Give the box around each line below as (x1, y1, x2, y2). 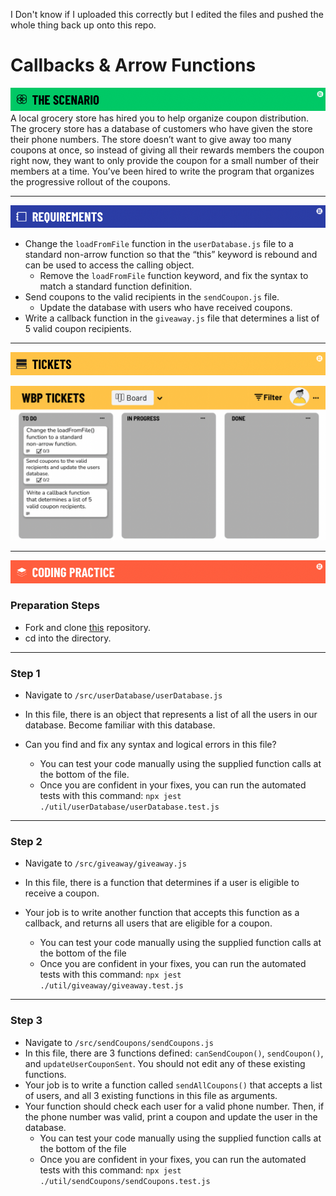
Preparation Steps (10, 599, 100, 613)
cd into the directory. (24, 632, 112, 644)
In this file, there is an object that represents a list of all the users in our (24, 709, 318, 721)
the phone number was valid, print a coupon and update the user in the (24, 1110, 318, 1123)
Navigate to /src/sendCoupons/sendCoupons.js (24, 1036, 214, 1048)
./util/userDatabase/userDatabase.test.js (39, 802, 220, 813)
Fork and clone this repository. (24, 621, 151, 633)
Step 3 (10, 1014, 43, 1028)
